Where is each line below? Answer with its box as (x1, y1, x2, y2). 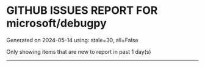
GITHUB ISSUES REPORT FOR (6, 4, 158, 18)
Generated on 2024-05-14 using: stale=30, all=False (6, 36, 138, 43)
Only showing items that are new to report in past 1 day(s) (6, 48, 151, 55)
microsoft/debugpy (6, 16, 107, 30)
